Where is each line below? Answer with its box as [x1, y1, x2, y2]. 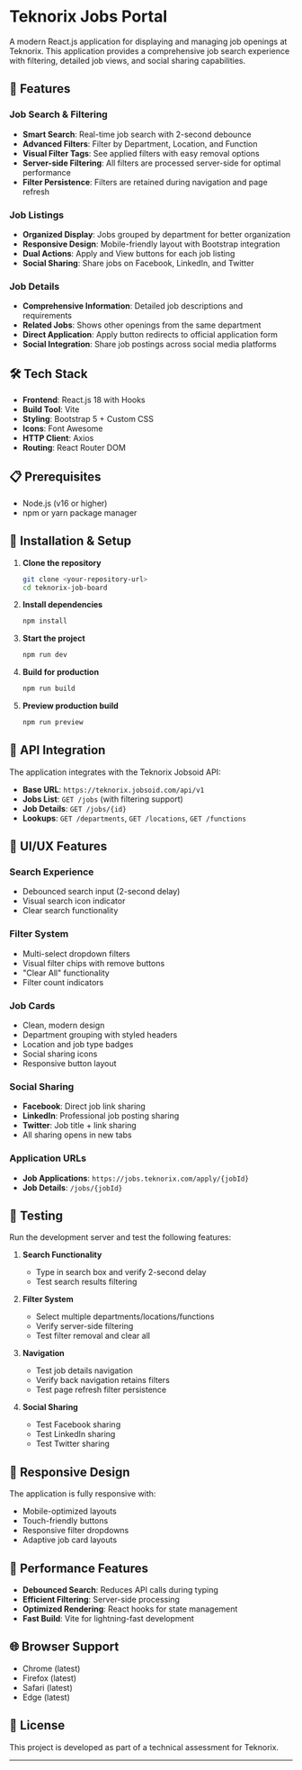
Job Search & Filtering [9, 108, 108, 121]
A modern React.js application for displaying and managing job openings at [9, 36, 288, 47]
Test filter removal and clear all [35, 1330, 151, 1342]
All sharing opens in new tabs [22, 1129, 132, 1140]
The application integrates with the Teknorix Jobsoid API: [9, 767, 222, 777]
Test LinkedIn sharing [35, 1429, 116, 1440]
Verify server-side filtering [35, 1321, 134, 1332]
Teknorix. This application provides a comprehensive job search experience [9, 45, 290, 56]
